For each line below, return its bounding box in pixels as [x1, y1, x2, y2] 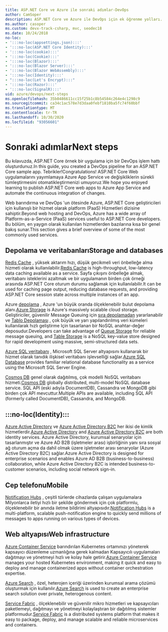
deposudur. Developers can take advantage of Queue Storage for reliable [5, 328, 155, 334]
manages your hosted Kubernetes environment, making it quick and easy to [5, 559, 161, 566]
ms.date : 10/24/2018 [5, 31, 49, 36]
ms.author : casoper [5, 21, 46, 27]
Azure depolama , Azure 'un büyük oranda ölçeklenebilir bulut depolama [5, 301, 154, 307]
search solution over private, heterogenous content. [5, 590, 113, 596]
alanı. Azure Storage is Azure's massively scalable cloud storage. [5, 307, 139, 313]
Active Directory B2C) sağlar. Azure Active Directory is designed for [5, 450, 144, 457]
